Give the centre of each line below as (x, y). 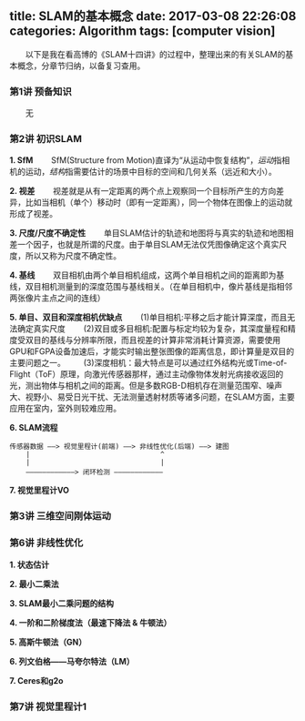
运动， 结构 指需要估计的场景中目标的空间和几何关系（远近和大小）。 (151, 172)
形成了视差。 (33, 214)
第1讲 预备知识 (41, 91)
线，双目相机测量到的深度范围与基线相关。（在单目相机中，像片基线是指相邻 (151, 287)
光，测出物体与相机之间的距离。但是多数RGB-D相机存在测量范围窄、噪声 (146, 386)
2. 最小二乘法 (34, 584)
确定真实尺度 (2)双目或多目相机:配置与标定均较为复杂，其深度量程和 (152, 329)
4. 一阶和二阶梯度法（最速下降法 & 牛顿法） (91, 623)
